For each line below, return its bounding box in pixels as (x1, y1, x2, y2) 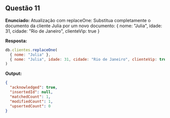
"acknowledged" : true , (10, 85, 58, 90)
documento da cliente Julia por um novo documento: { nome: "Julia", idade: (5, 23, 162, 29)
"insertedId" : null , (10, 90, 53, 95)
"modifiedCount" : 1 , (10, 99, 53, 104)
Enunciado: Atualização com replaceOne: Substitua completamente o (5, 17, 151, 23)
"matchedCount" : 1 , (10, 94, 51, 99)
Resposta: (5, 38, 27, 44)
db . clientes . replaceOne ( (5, 47, 58, 52)
